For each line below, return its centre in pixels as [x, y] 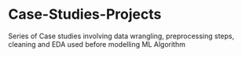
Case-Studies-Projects [85, 14]
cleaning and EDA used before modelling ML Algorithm [97, 44]
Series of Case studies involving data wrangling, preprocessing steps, [121, 36]
